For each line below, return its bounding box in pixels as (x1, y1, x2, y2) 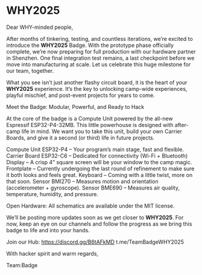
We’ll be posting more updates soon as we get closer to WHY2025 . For (6, 214, 184, 221)
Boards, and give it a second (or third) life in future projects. (6, 134, 155, 141)
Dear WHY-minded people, (6, 23, 74, 31)
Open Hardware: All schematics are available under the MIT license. (6, 202, 175, 209)
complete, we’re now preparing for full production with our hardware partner (6, 48, 196, 55)
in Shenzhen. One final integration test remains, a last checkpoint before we (6, 54, 195, 61)
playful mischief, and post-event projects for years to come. (6, 91, 155, 99)
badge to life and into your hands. (6, 226, 90, 233)
